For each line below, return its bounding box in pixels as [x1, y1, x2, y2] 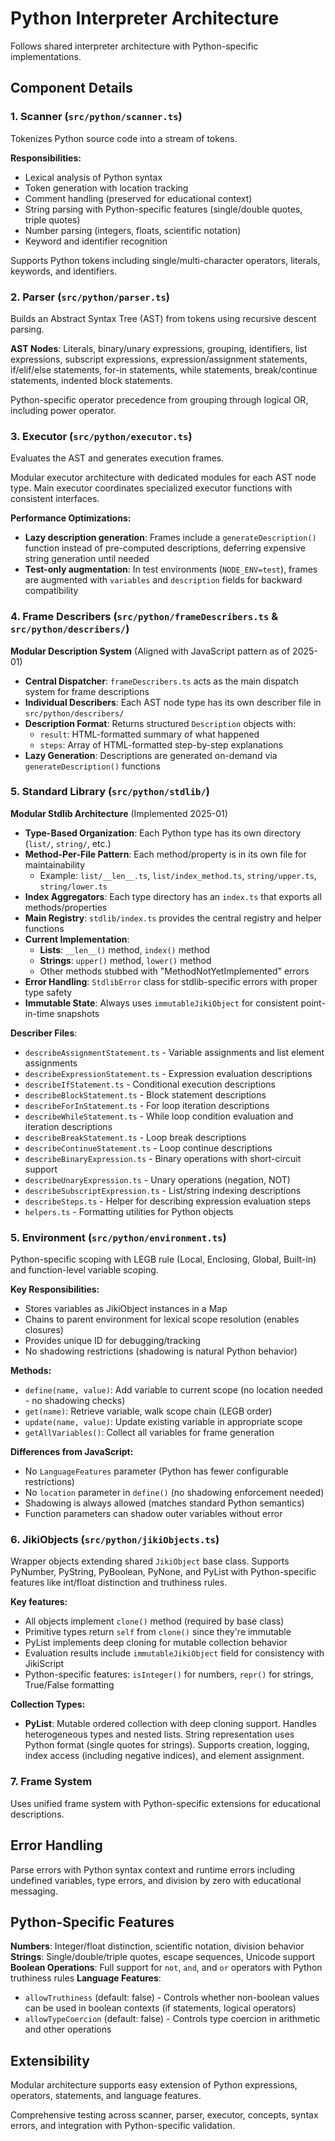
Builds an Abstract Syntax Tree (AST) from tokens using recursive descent [10, 312, 317, 324]
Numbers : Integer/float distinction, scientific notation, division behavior [10, 1940, 305, 1952]
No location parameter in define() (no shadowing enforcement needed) [24, 1487, 325, 1499]
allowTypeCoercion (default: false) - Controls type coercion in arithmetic [24, 2013, 321, 2025]
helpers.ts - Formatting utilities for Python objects [24, 1205, 234, 1217]
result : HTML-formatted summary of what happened [39, 728, 260, 740]
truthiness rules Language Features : [10, 1972, 162, 1984]
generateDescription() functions [24, 760, 161, 772]
